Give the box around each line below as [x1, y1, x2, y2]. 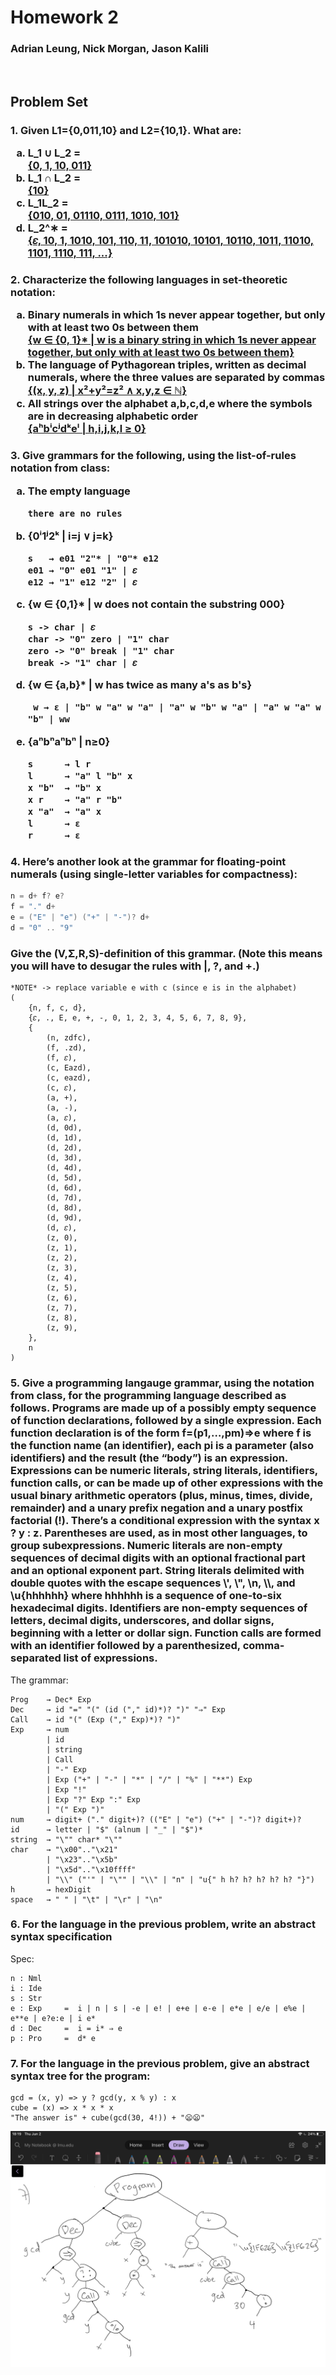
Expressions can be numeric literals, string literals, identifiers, [10, 1464, 318, 1478]
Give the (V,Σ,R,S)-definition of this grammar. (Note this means [10, 946, 323, 960]
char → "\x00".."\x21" [10, 1844, 118, 1855]
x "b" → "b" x [27, 782, 102, 794]
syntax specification [10, 1930, 113, 1944]
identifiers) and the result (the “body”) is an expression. [10, 1451, 288, 1465]
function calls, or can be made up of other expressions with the [10, 1476, 324, 1490]
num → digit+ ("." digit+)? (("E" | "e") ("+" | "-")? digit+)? [10, 1814, 302, 1825]
